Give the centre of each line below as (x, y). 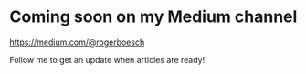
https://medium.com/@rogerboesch (77, 42)
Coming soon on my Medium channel (153, 17)
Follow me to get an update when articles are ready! (107, 59)
